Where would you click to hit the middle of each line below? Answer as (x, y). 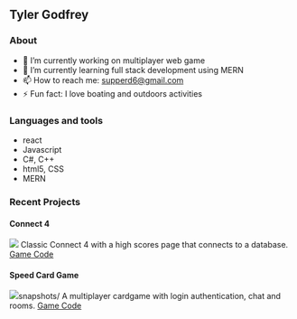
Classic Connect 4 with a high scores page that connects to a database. (154, 245)
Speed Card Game (44, 275)
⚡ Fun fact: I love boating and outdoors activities (112, 93)
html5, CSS (43, 169)
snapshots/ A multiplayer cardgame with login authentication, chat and (150, 296)
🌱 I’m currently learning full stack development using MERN (133, 70)
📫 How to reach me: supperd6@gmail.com (103, 80)
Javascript (42, 149)
